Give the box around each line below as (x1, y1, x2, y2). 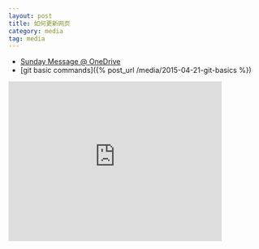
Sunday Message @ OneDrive (19, 57, 121, 67)
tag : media (8, 34, 45, 43)
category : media (8, 27, 63, 35)
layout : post (8, 11, 53, 20)
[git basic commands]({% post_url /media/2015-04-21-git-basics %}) (19, 66, 252, 75)
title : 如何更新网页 (8, 19, 71, 28)
